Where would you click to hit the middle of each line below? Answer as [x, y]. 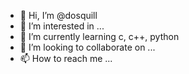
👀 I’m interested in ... [62, 26]
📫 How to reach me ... [66, 58]
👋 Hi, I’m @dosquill [58, 15]
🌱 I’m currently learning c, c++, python [99, 36]
